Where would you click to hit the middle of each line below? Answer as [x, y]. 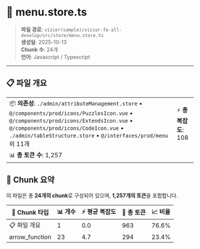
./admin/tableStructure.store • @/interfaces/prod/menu [89, 135]
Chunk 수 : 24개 [39, 49]
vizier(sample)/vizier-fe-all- [83, 30]
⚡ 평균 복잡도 [99, 211]
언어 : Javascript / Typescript [55, 57]
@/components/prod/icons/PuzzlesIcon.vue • [71, 113]
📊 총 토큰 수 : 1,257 [36, 155]
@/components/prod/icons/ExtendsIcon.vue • [71, 120]
